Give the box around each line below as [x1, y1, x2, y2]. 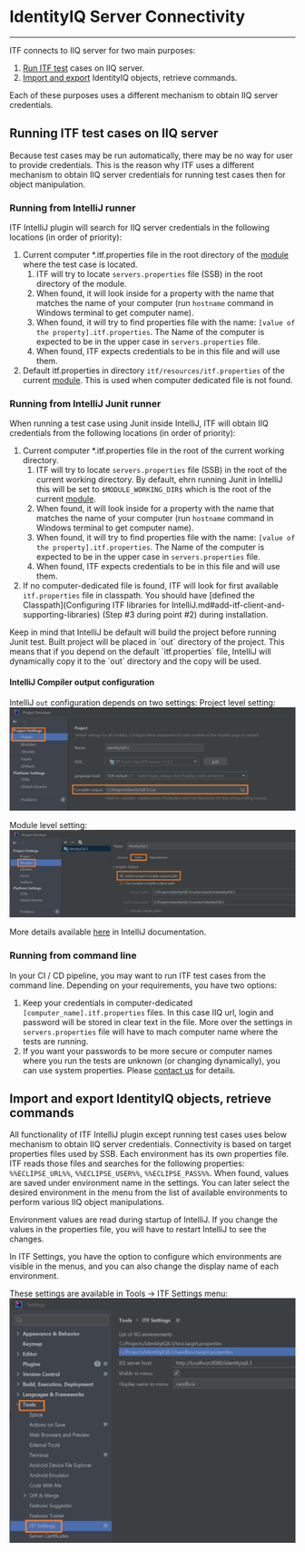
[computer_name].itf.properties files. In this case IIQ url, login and [22, 1006, 274, 1018]
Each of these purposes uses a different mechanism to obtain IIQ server [9, 89, 279, 101]
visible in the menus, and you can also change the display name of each [9, 1260, 280, 1272]
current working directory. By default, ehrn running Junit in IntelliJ [35, 474, 283, 485]
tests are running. [22, 1035, 89, 1046]
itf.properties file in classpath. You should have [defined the [22, 590, 256, 601]
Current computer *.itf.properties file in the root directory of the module [22, 250, 289, 261]
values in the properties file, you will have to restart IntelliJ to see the [9, 1224, 267, 1235]
